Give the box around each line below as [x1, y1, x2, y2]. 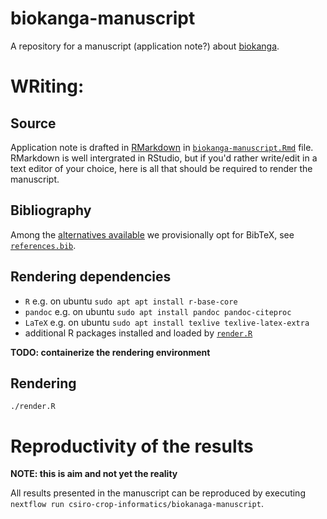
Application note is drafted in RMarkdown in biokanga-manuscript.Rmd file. [10, 141, 314, 153]
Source [10, 115, 57, 132]
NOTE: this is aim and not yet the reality [10, 468, 178, 480]
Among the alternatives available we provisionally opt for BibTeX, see [10, 228, 295, 241]
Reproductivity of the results [10, 435, 254, 457]
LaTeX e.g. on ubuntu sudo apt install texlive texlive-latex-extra [24, 316, 310, 328]
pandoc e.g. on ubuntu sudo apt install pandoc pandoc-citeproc [24, 305, 292, 317]
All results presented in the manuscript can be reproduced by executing [10, 487, 306, 499]
